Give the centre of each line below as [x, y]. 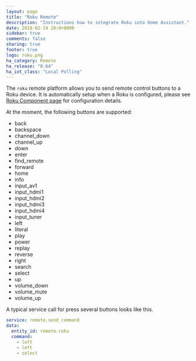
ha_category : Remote [31, 60]
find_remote [29, 161]
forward [24, 167]
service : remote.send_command [43, 320]
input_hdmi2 [30, 198]
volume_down [31, 286]
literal [21, 230]
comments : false [26, 39]
